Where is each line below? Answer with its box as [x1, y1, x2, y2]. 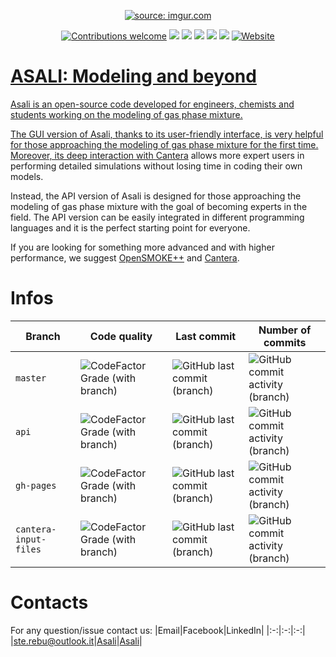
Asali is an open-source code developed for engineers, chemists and [10, 98, 295, 110]
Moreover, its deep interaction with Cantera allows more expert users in [10, 149, 305, 161]
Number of [258, 323, 312, 337]
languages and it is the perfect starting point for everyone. [10, 221, 251, 234]
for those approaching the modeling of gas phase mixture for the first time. [10, 138, 319, 150]
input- [15, 533, 47, 545]
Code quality [89, 329, 153, 343]
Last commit [175, 329, 237, 343]
